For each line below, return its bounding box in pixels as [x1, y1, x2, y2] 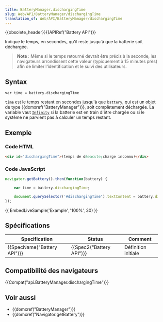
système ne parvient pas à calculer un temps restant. [5, 114, 112, 120]
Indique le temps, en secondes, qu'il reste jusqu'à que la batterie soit [5, 39, 143, 45]
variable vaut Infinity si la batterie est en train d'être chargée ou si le [5, 110, 145, 115]
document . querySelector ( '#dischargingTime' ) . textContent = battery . [14, 194, 155, 199]
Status [87, 236, 103, 242]
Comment [128, 236, 152, 242]
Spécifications [5, 221, 50, 229]
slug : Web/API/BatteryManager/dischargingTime [5, 12, 101, 16]
